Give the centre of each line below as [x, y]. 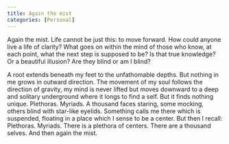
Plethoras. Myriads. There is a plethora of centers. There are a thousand [109, 125]
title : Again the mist [39, 13]
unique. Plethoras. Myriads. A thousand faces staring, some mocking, [106, 104]
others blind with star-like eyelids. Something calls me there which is [104, 111]
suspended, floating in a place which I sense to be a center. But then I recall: [115, 118]
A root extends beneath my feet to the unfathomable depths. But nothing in [113, 74]
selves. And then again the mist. [52, 133]
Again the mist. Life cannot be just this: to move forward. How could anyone [114, 39]
